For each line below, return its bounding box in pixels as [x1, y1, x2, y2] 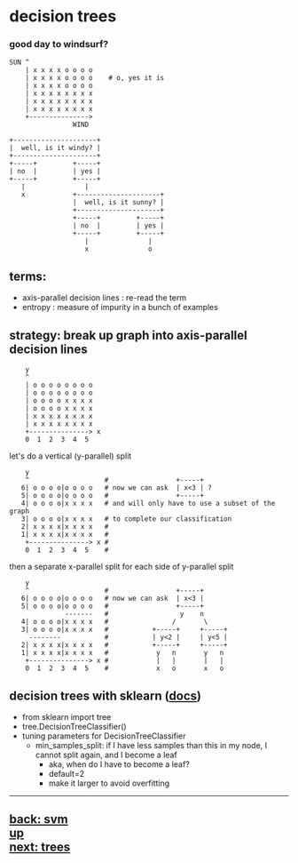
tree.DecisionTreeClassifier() [21, 721, 127, 731]
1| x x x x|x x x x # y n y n [20, 649, 224, 658]
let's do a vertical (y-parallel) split [9, 451, 132, 461]
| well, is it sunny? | [72, 198, 165, 207]
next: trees [9, 840, 71, 855]
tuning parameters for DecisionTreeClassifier [21, 731, 186, 741]
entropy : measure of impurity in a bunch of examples [21, 302, 219, 313]
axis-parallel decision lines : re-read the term [21, 292, 187, 303]
